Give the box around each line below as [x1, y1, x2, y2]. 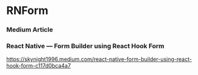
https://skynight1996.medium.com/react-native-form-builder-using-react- [6, 55, 192, 63]
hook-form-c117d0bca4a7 [6, 62, 71, 70]
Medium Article [6, 26, 54, 34]
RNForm [6, 4, 49, 18]
